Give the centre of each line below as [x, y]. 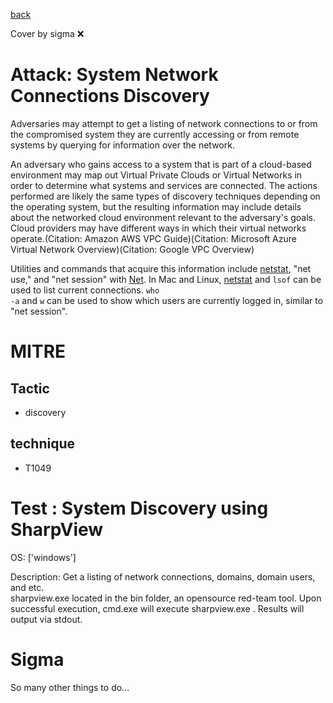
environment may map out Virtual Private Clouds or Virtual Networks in [156, 175]
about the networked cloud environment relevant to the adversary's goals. [163, 217]
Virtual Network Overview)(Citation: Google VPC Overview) [132, 249]
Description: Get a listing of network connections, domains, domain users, [163, 576]
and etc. [27, 587]
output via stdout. [46, 619]
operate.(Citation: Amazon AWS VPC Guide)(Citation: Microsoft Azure [153, 238]
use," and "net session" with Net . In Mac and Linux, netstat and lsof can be [166, 279]
